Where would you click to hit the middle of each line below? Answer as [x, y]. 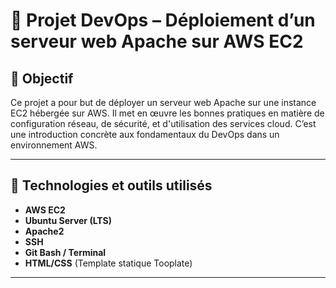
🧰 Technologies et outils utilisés [111, 185]
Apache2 [44, 231]
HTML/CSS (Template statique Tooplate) [108, 263]
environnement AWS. [54, 145]
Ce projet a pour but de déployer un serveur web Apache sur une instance [163, 102]
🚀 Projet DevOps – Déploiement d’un [163, 20]
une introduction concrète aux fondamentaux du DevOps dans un [145, 134]
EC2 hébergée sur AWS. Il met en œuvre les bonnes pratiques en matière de [167, 113]
